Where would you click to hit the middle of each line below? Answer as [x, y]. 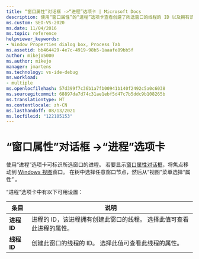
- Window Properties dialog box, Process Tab [63, 45]
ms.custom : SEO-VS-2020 [36, 22]
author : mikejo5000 [30, 56]
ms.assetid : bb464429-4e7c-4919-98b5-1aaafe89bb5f [70, 50]
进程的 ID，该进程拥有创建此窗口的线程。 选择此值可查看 [110, 219]
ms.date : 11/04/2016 [32, 28]
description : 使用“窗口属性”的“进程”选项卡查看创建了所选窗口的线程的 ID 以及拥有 [98, 17]
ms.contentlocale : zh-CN [37, 105]
